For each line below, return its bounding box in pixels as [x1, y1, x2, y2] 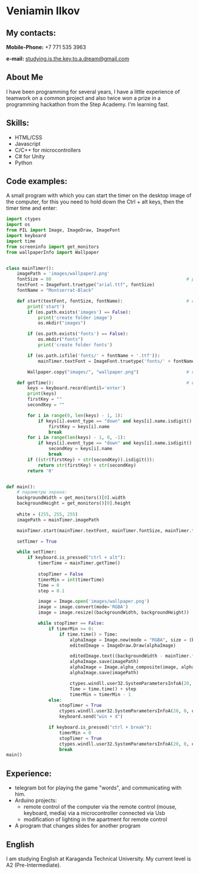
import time [6, 238, 36, 244]
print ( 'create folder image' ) [37, 315, 113, 320]
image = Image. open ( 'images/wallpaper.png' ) [37, 599, 150, 605]
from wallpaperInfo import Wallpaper [6, 249, 99, 255]
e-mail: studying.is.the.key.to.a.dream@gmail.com [6, 55, 129, 62]
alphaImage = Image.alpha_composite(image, [69, 664, 179, 670]
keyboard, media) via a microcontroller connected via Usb [23, 810, 166, 817]
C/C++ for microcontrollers [14, 146, 81, 153]
